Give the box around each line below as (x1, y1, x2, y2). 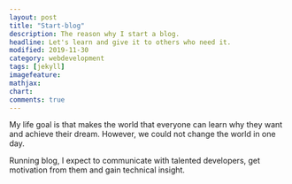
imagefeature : (9, 71, 62, 80)
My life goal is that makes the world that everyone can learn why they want (9, 119, 283, 130)
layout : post (9, 12, 58, 22)
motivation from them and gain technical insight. (9, 165, 186, 175)
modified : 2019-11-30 (9, 46, 89, 55)
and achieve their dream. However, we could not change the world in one (9, 129, 276, 140)
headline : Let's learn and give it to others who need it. (9, 37, 232, 47)
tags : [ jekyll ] (9, 63, 65, 72)
